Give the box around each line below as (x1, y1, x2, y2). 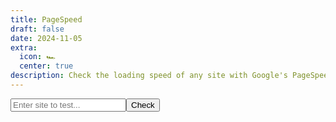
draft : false (10, 24, 65, 34)
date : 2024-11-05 (10, 33, 83, 43)
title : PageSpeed (10, 14, 83, 25)
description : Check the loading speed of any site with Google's (10, 71, 288, 81)
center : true (19, 61, 74, 71)
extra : (10, 42, 38, 53)
